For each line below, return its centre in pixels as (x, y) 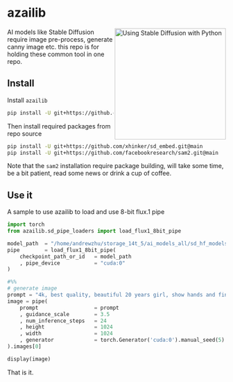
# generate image (32, 289)
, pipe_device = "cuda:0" (73, 263)
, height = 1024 (66, 327)
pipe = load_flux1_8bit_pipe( (62, 250)
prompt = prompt (69, 308)
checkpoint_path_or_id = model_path (76, 256)
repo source (25, 133)
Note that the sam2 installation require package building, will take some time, (115, 166)
